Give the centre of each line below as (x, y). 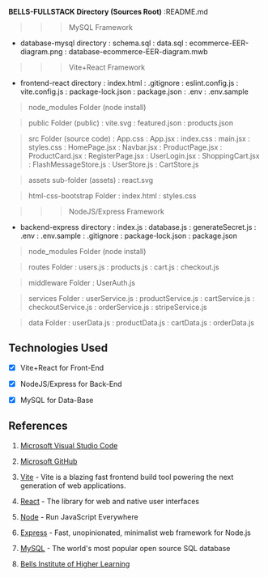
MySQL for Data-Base (57, 400)
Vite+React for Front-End (62, 367)
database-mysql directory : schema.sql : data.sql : (104, 43)
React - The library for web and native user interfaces (110, 501)
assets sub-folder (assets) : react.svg (91, 180)
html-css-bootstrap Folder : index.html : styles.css (112, 196)
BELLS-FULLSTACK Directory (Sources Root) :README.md (108, 12)
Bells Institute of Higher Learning (75, 564)
